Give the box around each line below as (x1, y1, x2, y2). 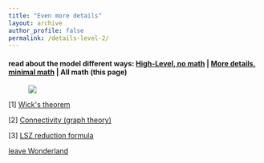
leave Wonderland (8, 146, 69, 156)
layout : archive (8, 19, 63, 27)
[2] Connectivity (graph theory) (8, 115, 112, 125)
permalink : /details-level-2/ (8, 34, 110, 42)
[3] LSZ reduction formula (8, 131, 94, 141)
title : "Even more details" (8, 11, 103, 20)
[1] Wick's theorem (8, 100, 71, 109)
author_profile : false (8, 26, 84, 34)
